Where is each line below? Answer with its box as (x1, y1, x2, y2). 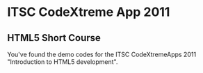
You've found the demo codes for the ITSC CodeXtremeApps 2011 (7, 50, 197, 58)
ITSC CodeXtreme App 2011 (7, 4, 170, 20)
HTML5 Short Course (7, 32, 101, 44)
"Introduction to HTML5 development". (7, 58, 118, 66)
